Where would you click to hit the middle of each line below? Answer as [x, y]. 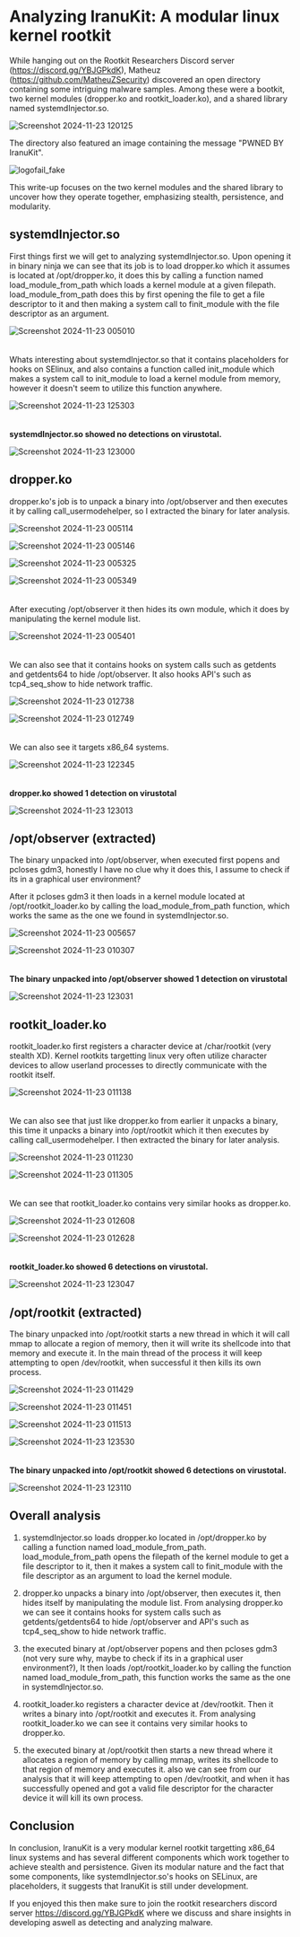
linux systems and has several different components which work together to [149, 1857]
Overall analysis [55, 1516]
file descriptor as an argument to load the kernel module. [127, 1575]
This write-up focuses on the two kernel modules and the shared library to [146, 187]
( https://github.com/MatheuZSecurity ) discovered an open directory [135, 79]
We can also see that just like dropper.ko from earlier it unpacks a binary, [144, 1121]
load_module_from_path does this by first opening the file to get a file [137, 294]
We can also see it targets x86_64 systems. [89, 747]
